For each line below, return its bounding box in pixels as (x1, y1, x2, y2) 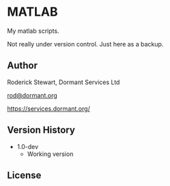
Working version (27, 150, 74, 158)
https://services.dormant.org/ (7, 104, 90, 113)
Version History (7, 124, 75, 136)
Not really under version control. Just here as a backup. (7, 40, 164, 48)
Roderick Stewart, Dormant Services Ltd (7, 78, 120, 86)
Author (7, 59, 38, 72)
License (7, 169, 42, 181)
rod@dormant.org (7, 91, 58, 99)
